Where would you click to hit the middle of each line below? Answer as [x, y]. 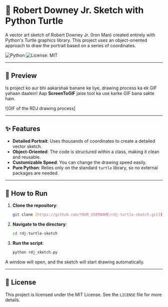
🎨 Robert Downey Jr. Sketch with [74, 10]
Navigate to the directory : [40, 224]
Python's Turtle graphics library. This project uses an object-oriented [76, 40]
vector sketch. [27, 146]
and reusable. [26, 157]
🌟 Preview [21, 76]
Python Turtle [34, 21]
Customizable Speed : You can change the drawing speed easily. [79, 162]
